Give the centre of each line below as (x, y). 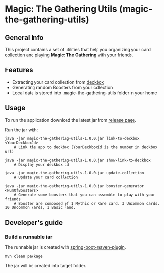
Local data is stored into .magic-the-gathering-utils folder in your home (84, 93)
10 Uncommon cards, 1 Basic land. (41, 207)
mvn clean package (24, 256)
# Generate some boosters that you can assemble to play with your (84, 195)
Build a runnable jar (29, 237)
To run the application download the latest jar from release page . (71, 120)
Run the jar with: (22, 130)
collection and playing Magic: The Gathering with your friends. (69, 55)
